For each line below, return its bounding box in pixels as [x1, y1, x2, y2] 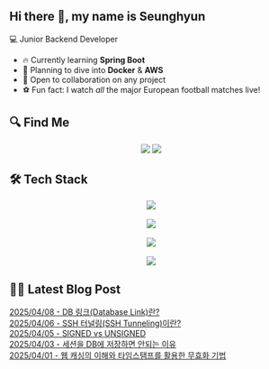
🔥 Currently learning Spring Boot [22, 54, 146, 65]
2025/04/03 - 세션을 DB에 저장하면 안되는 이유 [9, 339, 177, 350]
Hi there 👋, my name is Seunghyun [9, 9, 206, 24]
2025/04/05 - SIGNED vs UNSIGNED [9, 328, 147, 339]
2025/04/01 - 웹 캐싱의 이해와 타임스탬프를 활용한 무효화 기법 [9, 350, 227, 361]
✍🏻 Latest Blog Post [9, 281, 121, 297]
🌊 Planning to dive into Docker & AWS [22, 64, 164, 75]
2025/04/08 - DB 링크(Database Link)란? [9, 307, 160, 318]
